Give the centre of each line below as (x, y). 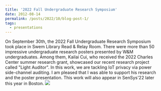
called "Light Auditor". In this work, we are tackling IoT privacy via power (79, 67)
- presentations (26, 28)
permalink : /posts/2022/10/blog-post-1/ (47, 18)
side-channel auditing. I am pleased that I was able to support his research (80, 73)
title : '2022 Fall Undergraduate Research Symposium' (61, 9)
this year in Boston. (25, 84)
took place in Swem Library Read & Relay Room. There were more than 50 (80, 47)
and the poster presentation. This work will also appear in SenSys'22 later (80, 78)
